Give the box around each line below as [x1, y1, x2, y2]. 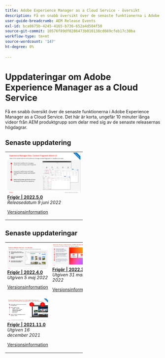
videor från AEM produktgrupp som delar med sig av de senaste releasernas [5, 119, 161, 125]
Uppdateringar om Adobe [5, 71, 111, 82]
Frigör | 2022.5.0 [7, 194, 43, 200]
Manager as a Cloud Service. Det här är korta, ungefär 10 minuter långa [5, 114, 150, 120]
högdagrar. [5, 124, 28, 130]
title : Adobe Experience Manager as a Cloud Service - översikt [5, 8, 140, 13]
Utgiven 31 [52, 272, 75, 278]
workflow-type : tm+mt [5, 34, 50, 39]
